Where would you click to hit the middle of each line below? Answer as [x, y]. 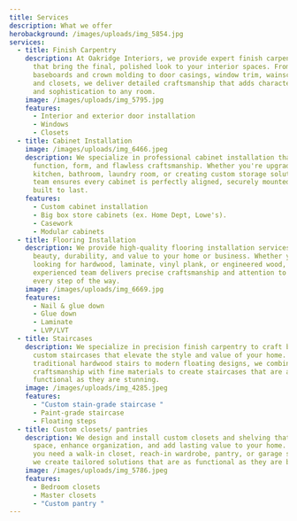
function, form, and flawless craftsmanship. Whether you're [148, 166]
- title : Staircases [55, 338]
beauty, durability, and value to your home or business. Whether [157, 257]
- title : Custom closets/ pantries [83, 429]
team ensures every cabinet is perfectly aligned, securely [145, 183]
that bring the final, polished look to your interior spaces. [152, 67]
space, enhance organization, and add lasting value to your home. [160, 446]
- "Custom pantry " [68, 503]
